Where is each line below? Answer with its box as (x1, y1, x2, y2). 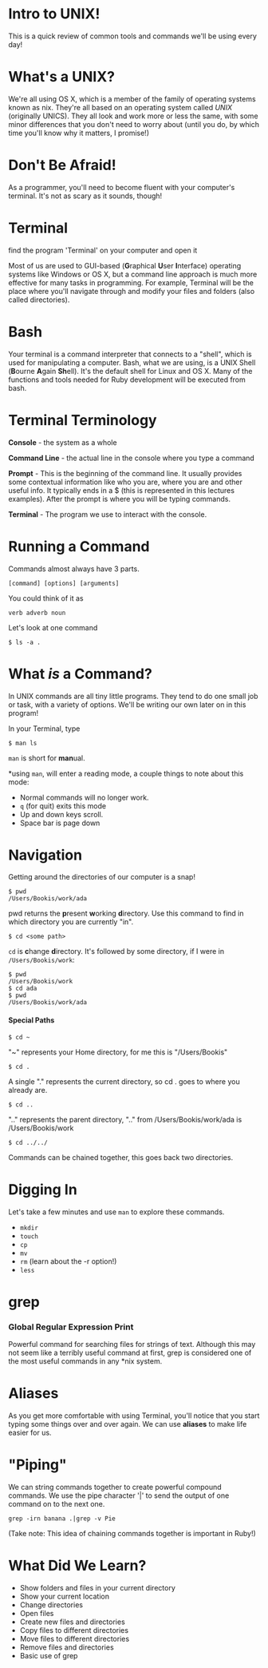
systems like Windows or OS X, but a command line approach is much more (8, 269, 258, 279)
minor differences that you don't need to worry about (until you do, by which (8, 119, 259, 129)
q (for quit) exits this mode (19, 800, 106, 811)
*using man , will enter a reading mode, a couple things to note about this (8, 768, 244, 778)
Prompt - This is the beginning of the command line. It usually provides (8, 468, 242, 478)
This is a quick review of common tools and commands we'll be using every (8, 31, 258, 41)
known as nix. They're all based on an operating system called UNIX (8, 102, 233, 112)
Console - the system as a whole (8, 437, 117, 447)
